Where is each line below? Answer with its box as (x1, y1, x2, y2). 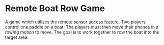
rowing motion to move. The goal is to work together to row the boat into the (5, 29, 160, 35)
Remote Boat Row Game (5, 3, 105, 14)
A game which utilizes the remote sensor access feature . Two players (5, 19, 146, 25)
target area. (5, 34, 28, 40)
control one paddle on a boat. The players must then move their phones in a (5, 24, 159, 30)
